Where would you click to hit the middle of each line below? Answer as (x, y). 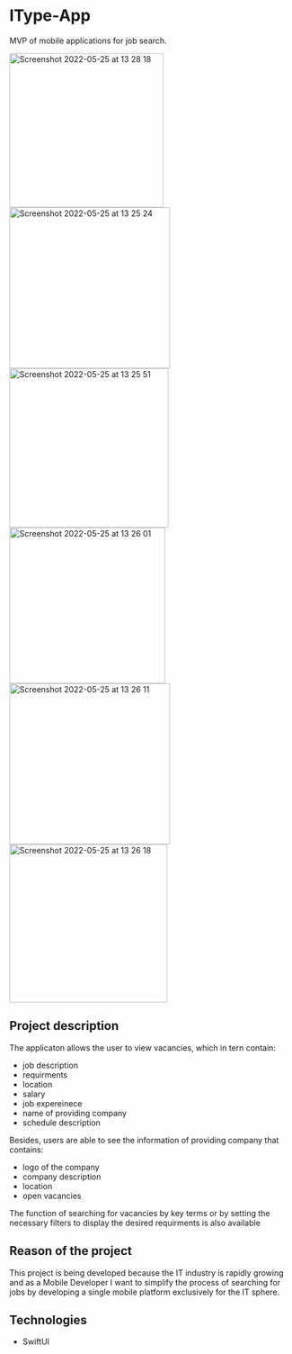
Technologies (49, 1320)
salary (34, 1094)
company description (62, 1177)
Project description (64, 1026)
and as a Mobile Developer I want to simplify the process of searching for (145, 1282)
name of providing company (75, 1113)
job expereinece (52, 1103)
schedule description (62, 1123)
